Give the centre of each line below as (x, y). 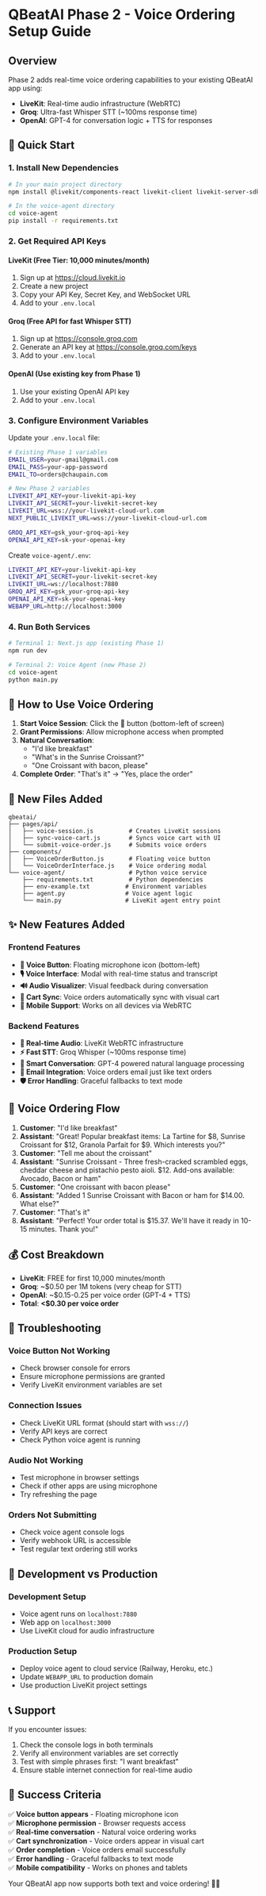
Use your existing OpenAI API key (74, 391)
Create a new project (54, 286)
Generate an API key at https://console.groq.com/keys (108, 347)
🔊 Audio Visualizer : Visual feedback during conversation (114, 985)
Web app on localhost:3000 (65, 1622)
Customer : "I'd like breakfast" (68, 1127)
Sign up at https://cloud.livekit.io (72, 278)
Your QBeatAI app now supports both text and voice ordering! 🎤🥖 (114, 1883)
